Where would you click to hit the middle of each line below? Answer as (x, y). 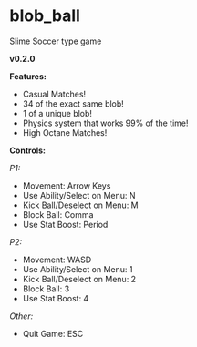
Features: (28, 76)
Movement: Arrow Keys (67, 185)
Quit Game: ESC (53, 333)
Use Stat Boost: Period (65, 224)
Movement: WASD (57, 260)
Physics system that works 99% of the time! (105, 123)
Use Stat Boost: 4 (56, 298)
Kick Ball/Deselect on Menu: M (80, 205)
